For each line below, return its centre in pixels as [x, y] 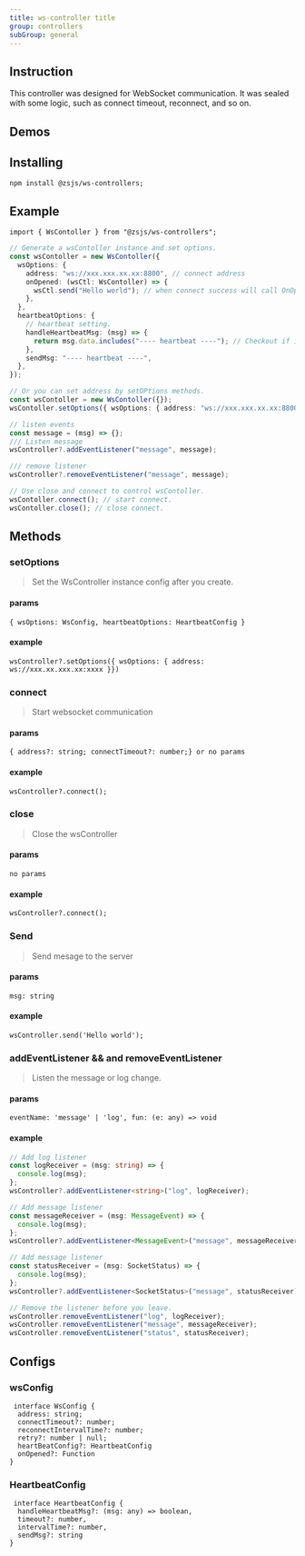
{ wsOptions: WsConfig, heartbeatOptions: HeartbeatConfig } [128, 622]
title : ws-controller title [63, 18]
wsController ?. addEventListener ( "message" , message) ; [113, 450]
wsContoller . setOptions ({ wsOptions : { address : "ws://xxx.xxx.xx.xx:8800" [156, 408]
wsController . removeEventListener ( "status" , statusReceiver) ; [129, 1333]
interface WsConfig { [54, 1406]
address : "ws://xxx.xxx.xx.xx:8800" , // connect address [136, 274]
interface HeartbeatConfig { [69, 1504]
